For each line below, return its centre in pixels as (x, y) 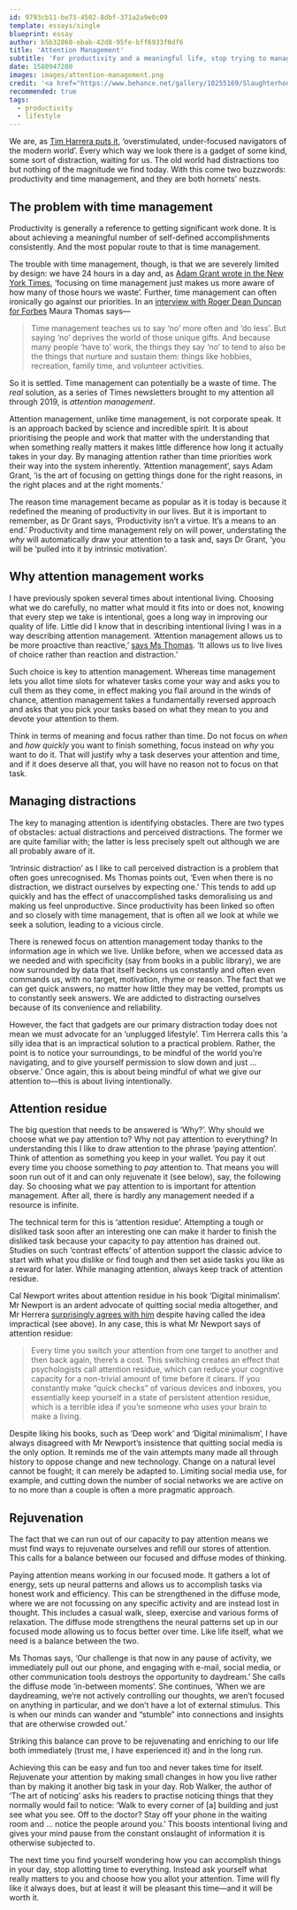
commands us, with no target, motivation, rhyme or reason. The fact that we (148, 979)
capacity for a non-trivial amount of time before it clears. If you (145, 1379)
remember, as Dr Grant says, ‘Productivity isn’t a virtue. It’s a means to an (143, 520)
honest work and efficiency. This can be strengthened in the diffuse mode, (145, 1594)
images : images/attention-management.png (87, 75)
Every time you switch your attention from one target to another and (154, 1351)
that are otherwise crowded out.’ (69, 1724)
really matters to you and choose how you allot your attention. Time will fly (145, 1879)
